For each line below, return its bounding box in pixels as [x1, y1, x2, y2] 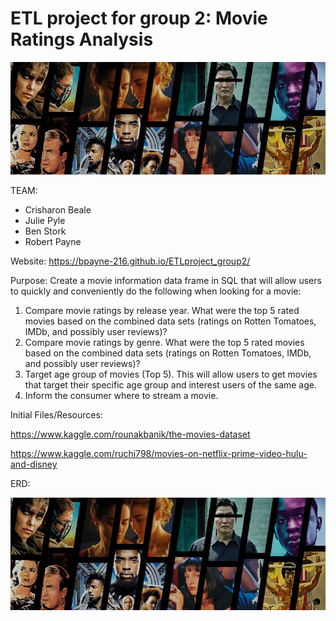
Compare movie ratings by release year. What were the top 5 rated [24, 304, 300, 316]
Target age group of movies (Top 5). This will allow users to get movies [24, 368, 318, 380]
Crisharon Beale [24, 203, 92, 216]
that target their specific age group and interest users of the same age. [24, 378, 318, 391]
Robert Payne [24, 235, 82, 247]
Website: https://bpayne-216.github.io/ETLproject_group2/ [10, 255, 251, 267]
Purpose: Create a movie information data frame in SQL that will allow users [10, 274, 322, 286]
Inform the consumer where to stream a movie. [24, 389, 219, 401]
